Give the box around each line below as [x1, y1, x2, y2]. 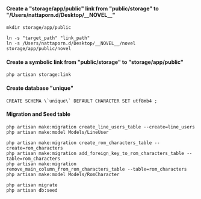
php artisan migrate [6, 182, 58, 188]
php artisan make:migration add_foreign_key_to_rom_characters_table [6, 150, 185, 156]
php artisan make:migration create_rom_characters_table [6, 139, 152, 146]
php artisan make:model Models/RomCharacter [6, 171, 120, 177]
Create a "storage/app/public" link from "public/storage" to [6, 5, 159, 12]
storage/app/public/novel [6, 46, 71, 52]
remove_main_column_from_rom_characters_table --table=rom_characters [6, 166, 187, 172]
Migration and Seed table [6, 110, 71, 118]
